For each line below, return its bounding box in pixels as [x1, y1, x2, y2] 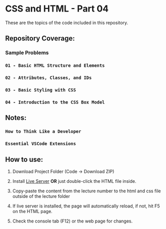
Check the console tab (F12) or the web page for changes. [12, 218, 133, 224]
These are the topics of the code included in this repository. [5, 20, 128, 26]
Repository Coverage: [5, 34, 75, 43]
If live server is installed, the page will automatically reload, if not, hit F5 [12, 203, 160, 209]
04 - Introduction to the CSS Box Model [5, 99, 105, 105]
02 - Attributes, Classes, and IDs [5, 75, 92, 81]
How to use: [5, 155, 43, 164]
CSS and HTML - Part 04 [5, 3, 109, 15]
